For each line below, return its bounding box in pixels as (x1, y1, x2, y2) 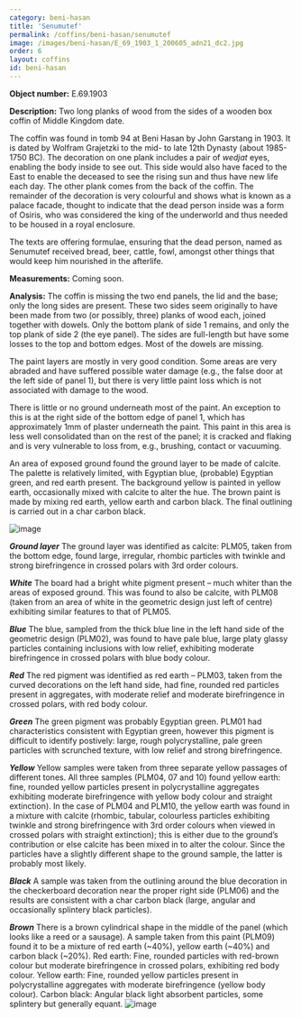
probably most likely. (9, 858, 87, 868)
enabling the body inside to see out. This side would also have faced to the (9, 161, 287, 172)
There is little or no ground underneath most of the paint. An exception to (9, 402, 281, 413)
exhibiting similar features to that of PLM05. (9, 606, 171, 617)
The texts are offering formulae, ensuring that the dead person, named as (9, 236, 283, 247)
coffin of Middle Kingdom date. (9, 115, 125, 126)
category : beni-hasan (9, 13, 91, 23)
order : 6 (9, 47, 42, 56)
